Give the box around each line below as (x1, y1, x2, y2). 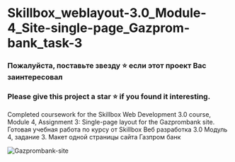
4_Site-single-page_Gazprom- (7, 20, 190, 36)
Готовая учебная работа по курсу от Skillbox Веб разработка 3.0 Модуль (7, 125, 228, 134)
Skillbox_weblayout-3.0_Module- (7, 5, 207, 21)
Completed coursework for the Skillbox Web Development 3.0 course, (7, 110, 211, 119)
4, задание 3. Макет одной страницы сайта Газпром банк (7, 133, 181, 141)
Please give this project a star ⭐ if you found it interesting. (7, 92, 211, 102)
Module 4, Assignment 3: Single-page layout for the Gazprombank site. (7, 118, 215, 127)
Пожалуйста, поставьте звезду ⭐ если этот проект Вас (7, 61, 207, 71)
